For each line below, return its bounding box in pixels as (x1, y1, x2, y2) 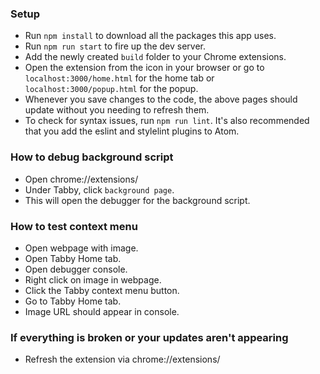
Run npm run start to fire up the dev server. (24, 40, 207, 52)
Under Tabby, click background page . (24, 183, 175, 196)
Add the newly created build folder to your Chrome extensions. (24, 51, 287, 63)
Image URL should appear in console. (24, 305, 180, 317)
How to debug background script (10, 150, 174, 164)
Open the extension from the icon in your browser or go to (24, 62, 265, 74)
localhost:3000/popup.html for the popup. (24, 83, 199, 95)
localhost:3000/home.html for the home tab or (24, 72, 215, 84)
